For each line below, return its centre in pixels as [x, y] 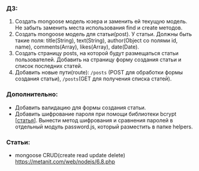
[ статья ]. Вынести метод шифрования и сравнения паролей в [94, 120]
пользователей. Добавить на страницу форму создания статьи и [98, 60]
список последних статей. [49, 66]
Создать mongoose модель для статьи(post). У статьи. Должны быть [103, 34]
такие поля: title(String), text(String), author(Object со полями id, [96, 41]
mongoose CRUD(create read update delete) [70, 155]
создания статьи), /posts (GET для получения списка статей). [93, 79]
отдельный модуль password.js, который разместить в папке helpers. [104, 127]
